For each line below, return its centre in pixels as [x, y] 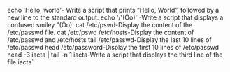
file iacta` [21, 62]
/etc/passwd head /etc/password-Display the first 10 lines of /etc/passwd [113, 47]
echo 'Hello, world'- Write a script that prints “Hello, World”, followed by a [113, 10]
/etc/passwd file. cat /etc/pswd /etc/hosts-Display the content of [101, 32]
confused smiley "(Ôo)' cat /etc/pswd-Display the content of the [100, 25]
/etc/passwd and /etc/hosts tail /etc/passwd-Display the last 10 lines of [109, 40]
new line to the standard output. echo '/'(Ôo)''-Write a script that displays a [115, 17]
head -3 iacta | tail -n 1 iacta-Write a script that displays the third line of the [115, 55]
